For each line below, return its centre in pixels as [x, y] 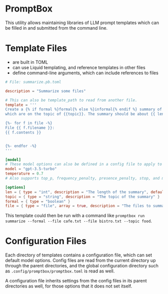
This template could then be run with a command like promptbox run [75, 216]
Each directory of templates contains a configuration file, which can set [79, 255]
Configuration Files [46, 241]
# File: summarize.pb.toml [33, 82]
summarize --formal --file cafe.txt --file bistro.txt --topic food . [79, 221]
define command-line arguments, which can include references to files [85, 73]
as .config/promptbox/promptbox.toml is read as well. [60, 271]
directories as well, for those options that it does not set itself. [69, 286]
